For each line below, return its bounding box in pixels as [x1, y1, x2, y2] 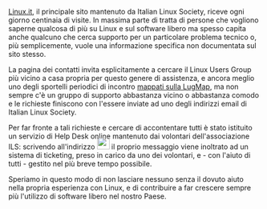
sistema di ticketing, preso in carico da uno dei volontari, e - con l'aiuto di [8, 151, 251, 159]
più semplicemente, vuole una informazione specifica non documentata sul [8, 41, 257, 50]
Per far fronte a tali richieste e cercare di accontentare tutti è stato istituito [8, 123, 253, 132]
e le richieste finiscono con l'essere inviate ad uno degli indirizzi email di [8, 99, 247, 108]
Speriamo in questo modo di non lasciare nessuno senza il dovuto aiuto [8, 175, 245, 183]
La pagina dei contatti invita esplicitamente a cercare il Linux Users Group [8, 65, 252, 74]
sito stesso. [8, 50, 47, 58]
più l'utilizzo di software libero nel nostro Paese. [8, 191, 167, 201]
